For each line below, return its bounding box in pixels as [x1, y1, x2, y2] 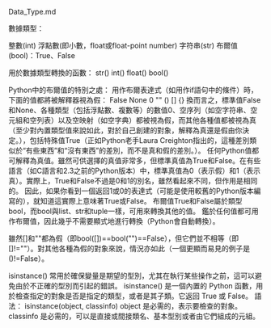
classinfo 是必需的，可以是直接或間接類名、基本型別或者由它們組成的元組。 [8, 311, 260, 321]
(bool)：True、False [8, 51, 75, 60]
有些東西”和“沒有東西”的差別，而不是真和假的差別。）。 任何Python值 [25, 145, 252, 155]
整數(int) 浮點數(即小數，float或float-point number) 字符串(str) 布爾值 [8, 40, 239, 50]
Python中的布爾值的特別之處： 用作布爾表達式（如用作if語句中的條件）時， [8, 85, 259, 95]
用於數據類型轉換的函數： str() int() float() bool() [8, 68, 169, 78]
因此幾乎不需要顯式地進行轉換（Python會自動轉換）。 [43, 217, 220, 225]
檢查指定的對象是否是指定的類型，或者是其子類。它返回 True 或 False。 [15, 291, 253, 301]
